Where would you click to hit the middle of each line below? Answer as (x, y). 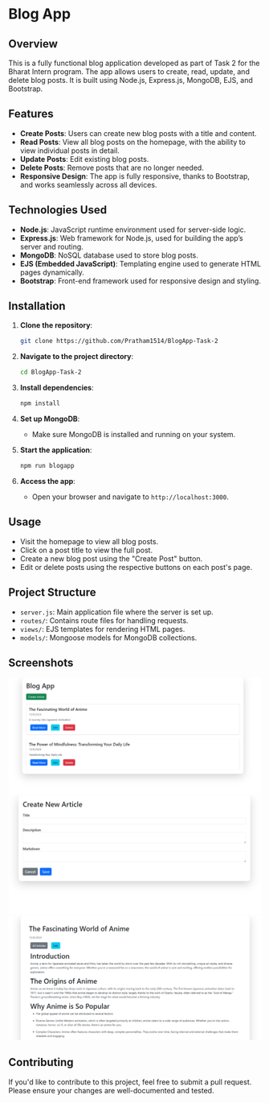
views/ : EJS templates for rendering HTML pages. (102, 629)
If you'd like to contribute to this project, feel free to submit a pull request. (130, 1082)
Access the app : (48, 481)
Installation (37, 306)
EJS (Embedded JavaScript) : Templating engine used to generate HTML (141, 263)
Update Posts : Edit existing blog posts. (84, 159)
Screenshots (41, 662)
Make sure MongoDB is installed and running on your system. (134, 435)
